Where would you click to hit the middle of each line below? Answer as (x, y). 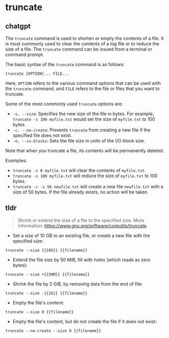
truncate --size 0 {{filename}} (39, 312)
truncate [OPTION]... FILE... (37, 74)
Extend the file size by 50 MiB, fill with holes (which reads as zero (81, 260)
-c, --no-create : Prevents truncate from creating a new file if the (81, 130)
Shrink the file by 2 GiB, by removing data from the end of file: (78, 284)
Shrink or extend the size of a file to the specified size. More (81, 220)
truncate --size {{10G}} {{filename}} (46, 250)
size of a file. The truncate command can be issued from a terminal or (79, 49)
